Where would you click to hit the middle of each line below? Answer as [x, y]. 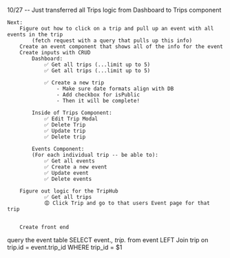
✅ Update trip [65, 131]
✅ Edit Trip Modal [71, 119]
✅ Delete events [68, 179]
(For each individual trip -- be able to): [95, 155]
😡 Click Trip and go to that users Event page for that [127, 203]
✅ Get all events [69, 161]
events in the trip [35, 34]
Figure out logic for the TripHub [69, 191]
